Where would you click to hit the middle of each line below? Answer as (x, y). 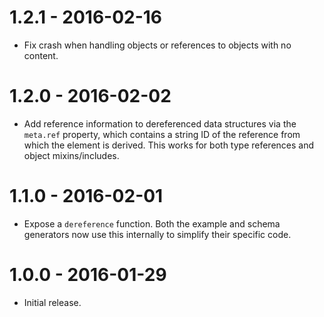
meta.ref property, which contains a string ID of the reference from (162, 134)
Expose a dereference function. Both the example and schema (152, 223)
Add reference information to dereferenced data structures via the (160, 123)
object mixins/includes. (71, 155)
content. (41, 55)
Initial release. (52, 302)
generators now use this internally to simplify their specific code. (157, 234)
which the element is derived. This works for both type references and (169, 145)
